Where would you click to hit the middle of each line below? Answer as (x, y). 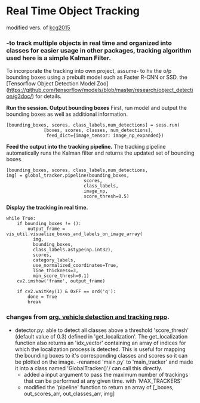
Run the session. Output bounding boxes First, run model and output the (96, 108)
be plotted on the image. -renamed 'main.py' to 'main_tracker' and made (104, 362)
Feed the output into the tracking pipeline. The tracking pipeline (86, 147)
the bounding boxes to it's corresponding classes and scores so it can (101, 355)
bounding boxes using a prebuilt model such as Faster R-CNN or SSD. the (97, 77)
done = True (43, 297)
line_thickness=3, (56, 271)
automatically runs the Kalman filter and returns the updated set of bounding (100, 153)
